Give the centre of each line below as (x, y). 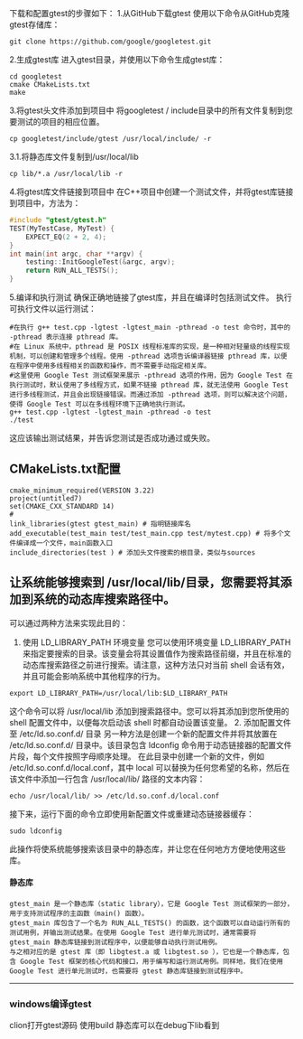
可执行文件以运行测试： (53, 309)
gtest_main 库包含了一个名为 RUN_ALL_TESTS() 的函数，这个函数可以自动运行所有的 (150, 923)
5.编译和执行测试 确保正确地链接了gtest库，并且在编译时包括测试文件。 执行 (151, 297)
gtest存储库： (35, 24)
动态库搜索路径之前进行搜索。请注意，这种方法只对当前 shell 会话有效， (156, 665)
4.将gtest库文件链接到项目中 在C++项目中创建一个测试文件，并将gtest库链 (147, 192)
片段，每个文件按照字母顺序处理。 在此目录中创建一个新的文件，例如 (137, 756)
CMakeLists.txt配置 (65, 469)
